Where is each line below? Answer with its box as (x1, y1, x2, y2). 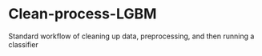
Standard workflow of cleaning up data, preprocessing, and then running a (8, 31, 255, 41)
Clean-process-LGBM (8, 5, 157, 23)
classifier (8, 39, 38, 49)
